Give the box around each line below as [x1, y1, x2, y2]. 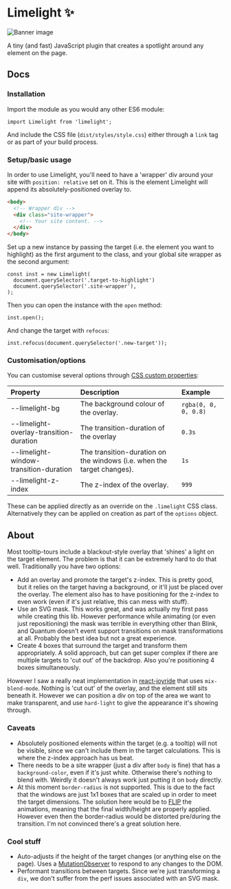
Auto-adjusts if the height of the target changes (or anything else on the [16, 852, 221, 860]
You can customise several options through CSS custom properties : [7, 371, 199, 379]
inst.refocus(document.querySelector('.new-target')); [7, 339, 168, 347]
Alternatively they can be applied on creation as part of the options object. [7, 510, 219, 518]
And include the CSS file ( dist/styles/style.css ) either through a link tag [7, 130, 219, 138]
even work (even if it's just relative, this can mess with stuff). [16, 598, 189, 606]
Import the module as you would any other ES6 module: [7, 105, 165, 113]
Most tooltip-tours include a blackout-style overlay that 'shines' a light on [7, 547, 214, 556]
